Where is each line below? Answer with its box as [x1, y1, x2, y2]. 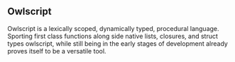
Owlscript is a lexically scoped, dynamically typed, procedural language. [7, 24, 219, 32]
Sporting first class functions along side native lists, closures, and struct [7, 32, 219, 40]
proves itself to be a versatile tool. [7, 46, 106, 55]
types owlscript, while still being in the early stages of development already [7, 39, 229, 48]
